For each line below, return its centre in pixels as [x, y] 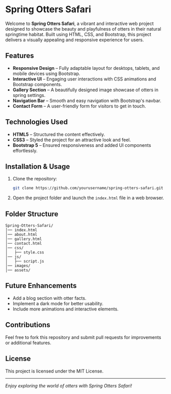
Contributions [28, 325]
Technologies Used [36, 122]
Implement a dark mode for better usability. [58, 303]
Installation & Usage [38, 166]
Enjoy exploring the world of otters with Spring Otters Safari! [69, 385]
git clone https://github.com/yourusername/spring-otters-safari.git [88, 188]
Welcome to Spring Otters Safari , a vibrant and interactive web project [80, 23]
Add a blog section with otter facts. [49, 298]
